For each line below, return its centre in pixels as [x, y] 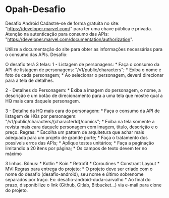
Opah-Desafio [36, 9]
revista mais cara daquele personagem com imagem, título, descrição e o [81, 127]
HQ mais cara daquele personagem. [43, 101]
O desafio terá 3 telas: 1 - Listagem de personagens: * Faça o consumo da [82, 64]
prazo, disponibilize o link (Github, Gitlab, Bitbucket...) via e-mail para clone [83, 185]
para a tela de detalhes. [30, 80]
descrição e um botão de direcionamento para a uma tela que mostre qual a [84, 95]
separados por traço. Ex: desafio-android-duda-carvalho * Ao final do [78, 179]
